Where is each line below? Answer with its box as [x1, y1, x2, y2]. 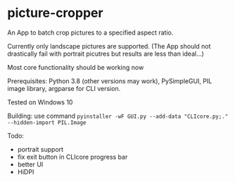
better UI [17, 160, 44, 169]
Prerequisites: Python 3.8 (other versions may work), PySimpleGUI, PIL [7, 76, 212, 85]
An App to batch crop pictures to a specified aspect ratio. [7, 28, 174, 37]
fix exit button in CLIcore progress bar [17, 152, 128, 161]
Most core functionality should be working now [7, 63, 144, 71]
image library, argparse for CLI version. [7, 84, 121, 92]
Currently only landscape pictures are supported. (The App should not [7, 42, 211, 50]
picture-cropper [7, 5, 103, 21]
